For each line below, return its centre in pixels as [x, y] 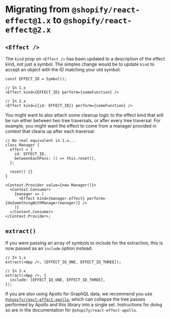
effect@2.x [28, 30]
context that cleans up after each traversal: [50, 131]
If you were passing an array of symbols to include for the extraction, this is [84, 243]
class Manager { [22, 145]
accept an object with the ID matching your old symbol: [63, 69]
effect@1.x [28, 21]
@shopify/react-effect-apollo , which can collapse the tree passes [75, 299]
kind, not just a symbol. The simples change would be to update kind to [80, 64]
